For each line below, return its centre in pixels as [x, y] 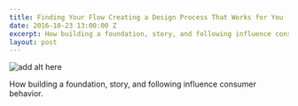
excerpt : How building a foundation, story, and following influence [141, 34]
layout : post [33, 42]
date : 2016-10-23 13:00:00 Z [63, 26]
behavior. [26, 94]
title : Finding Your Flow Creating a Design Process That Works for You [146, 17]
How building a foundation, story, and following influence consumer [133, 84]
